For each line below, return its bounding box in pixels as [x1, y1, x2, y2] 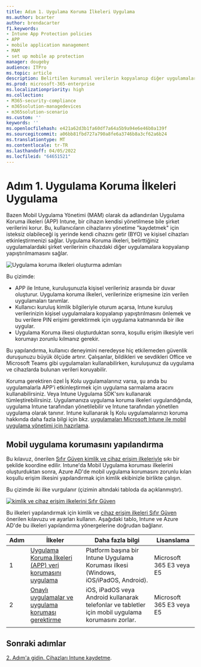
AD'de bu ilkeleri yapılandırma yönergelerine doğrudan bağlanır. [6, 522, 163, 529]
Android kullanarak [86, 593, 139, 602]
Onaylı [30, 586, 48, 594]
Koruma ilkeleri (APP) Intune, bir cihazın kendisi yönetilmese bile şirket [6, 218, 179, 225]
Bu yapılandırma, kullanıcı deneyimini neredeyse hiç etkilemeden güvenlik [6, 347, 188, 354]
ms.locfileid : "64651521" [6, 153, 71, 159]
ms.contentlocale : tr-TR [6, 142, 68, 148]
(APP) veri [30, 561, 59, 569]
